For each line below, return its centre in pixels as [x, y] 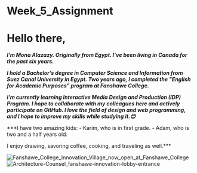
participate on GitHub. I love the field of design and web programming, [96, 110]
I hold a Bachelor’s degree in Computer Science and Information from [95, 73]
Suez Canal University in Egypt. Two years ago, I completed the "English [99, 80]
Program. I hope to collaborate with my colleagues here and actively [93, 104]
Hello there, [36, 39]
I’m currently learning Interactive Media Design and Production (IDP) [94, 98]
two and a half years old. [37, 134]
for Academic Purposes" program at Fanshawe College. [78, 86]
